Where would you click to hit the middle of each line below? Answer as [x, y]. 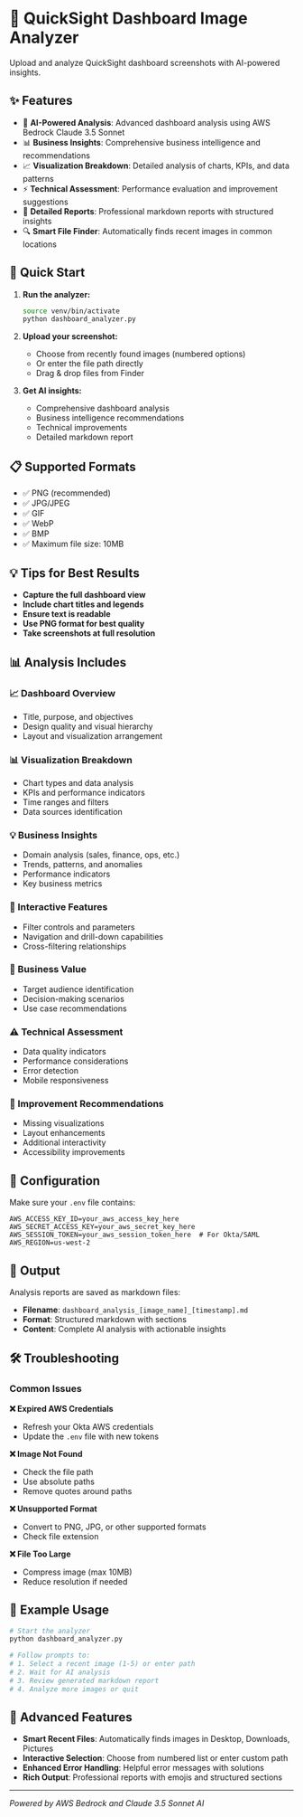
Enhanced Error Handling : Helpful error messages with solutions [143, 1768]
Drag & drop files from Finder [90, 374]
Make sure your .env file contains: [73, 1203]
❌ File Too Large [40, 1554]
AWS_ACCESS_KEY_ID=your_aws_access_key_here [94, 1219]
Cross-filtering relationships [74, 946]
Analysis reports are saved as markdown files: [95, 1292]
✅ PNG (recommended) [66, 493]
